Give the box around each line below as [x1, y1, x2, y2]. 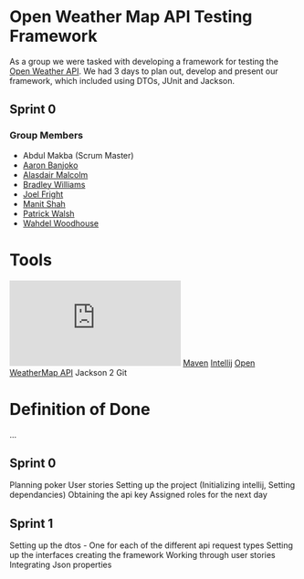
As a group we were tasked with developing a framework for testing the [9, 56, 278, 67]
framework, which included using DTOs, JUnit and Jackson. [9, 75, 236, 86]
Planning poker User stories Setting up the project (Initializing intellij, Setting [9, 480, 296, 491]
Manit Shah [22, 198, 66, 209]
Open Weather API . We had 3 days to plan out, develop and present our [9, 66, 278, 77]
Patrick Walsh [22, 208, 75, 219]
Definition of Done [9, 398, 151, 419]
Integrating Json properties [9, 559, 112, 571]
